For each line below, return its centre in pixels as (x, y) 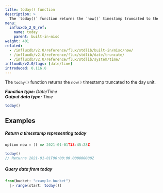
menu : (10, 23)
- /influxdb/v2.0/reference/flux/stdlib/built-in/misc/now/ (71, 50)
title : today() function (30, 9)
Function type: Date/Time (31, 91)
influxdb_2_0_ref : (28, 28)
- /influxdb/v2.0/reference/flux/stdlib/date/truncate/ (67, 55)
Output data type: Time (29, 97)
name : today (26, 32)
